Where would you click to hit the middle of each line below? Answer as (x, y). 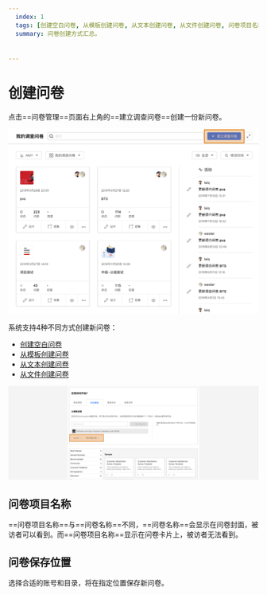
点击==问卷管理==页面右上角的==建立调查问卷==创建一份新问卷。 (117, 117)
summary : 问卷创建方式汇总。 (58, 33)
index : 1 (30, 17)
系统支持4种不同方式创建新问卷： (63, 327)
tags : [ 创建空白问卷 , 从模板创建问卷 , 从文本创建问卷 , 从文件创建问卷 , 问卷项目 (134, 25)
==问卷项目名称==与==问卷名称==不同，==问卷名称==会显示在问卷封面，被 (133, 525)
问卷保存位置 (40, 562)
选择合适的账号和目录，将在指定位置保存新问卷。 (88, 583)
